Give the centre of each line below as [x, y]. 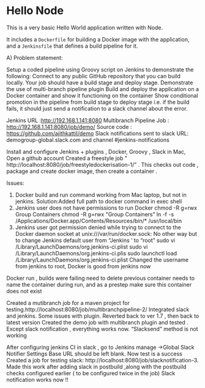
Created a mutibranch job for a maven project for [68, 302]
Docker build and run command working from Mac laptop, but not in [101, 195]
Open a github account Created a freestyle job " [67, 158]
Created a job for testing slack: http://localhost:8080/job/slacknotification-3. [102, 360]
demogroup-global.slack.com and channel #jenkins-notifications [88, 140]
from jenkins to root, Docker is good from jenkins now [83, 266]
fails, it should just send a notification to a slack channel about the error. [97, 108]
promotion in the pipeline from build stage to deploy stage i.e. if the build [98, 102]
